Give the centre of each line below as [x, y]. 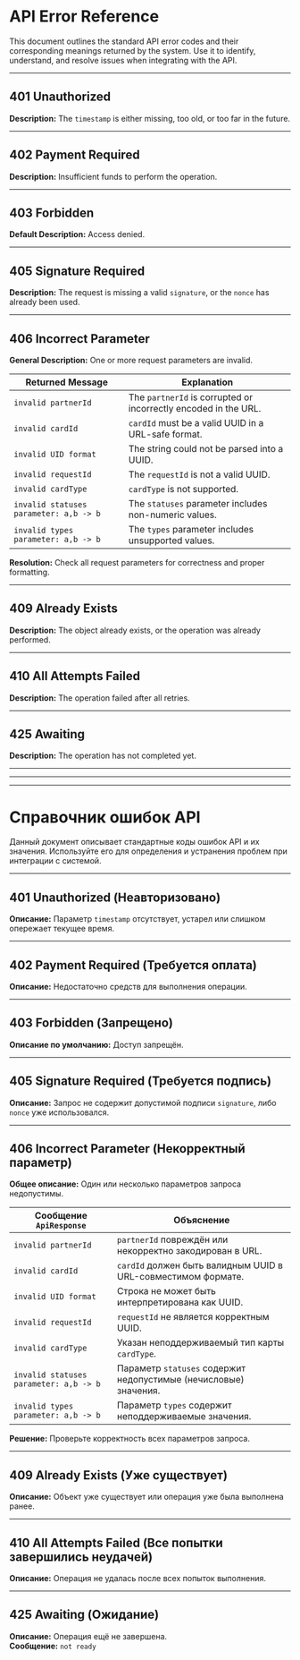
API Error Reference [84, 17]
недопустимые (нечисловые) [181, 1380]
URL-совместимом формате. [181, 1277]
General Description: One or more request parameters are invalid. [131, 360]
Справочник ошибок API [105, 817]
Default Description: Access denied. [77, 234]
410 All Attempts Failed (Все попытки [116, 1542]
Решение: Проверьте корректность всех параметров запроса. [129, 1439]
